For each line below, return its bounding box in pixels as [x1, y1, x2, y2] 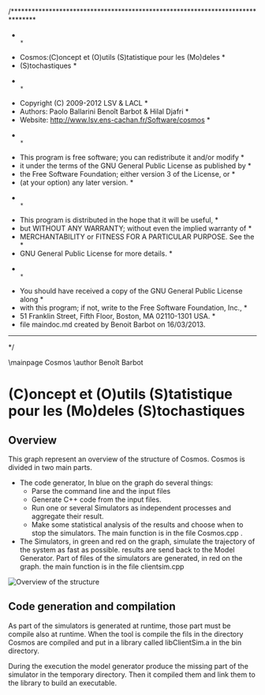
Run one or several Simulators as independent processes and [31, 503, 231, 512]
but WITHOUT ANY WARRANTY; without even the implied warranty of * [19, 224, 252, 233]
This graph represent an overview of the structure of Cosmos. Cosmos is [8, 454, 246, 464]
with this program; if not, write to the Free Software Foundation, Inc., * [19, 303, 248, 312]
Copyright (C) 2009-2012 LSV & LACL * [19, 99, 148, 107]
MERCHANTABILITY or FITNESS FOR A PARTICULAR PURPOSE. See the [19, 232, 255, 241]
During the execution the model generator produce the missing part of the [8, 661, 248, 671]
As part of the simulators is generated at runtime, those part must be [8, 621, 231, 630]
